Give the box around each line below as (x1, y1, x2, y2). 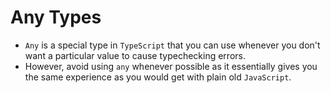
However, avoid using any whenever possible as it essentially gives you (24, 60, 318, 72)
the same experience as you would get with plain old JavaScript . (24, 71, 292, 83)
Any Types (10, 6, 102, 29)
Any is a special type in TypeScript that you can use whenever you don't (24, 39, 321, 51)
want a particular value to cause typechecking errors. (24, 49, 246, 61)
